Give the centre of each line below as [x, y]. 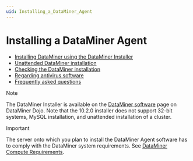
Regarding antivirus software [49, 75]
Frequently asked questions [48, 81]
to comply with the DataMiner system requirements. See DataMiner [87, 145]
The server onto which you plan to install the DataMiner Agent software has [97, 139]
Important [18, 128]
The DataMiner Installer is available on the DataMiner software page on [91, 104]
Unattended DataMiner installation [56, 63]
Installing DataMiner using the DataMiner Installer [73, 57]
